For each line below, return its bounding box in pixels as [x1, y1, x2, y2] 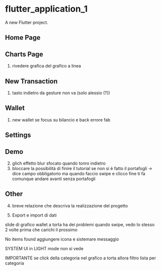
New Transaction [5, 77, 58, 85]
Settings [5, 131, 32, 139]
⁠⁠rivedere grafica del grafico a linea [12, 63, 81, 69]
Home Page [5, 34, 41, 42]
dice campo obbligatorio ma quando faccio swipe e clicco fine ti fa [12, 170, 145, 176]
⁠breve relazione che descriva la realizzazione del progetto [12, 203, 128, 208]
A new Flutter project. [5, 19, 48, 25]
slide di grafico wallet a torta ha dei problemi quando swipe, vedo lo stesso [5, 221, 155, 227]
